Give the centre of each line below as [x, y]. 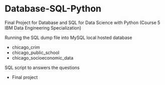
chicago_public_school [36, 52]
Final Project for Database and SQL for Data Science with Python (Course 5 [82, 22]
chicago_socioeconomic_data [43, 57]
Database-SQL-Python [53, 9]
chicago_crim [26, 47]
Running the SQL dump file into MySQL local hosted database [68, 37]
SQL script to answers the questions [42, 67]
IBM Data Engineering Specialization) [43, 27]
